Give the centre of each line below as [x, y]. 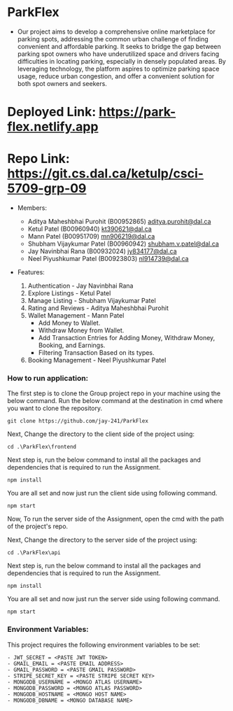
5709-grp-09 [47, 189]
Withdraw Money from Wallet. [81, 330]
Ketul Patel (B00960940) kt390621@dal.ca [90, 229]
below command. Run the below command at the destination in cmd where [115, 401]
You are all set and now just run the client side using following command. [112, 493]
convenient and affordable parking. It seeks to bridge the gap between [119, 46]
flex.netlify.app [53, 127]
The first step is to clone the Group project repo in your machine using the [114, 393]
